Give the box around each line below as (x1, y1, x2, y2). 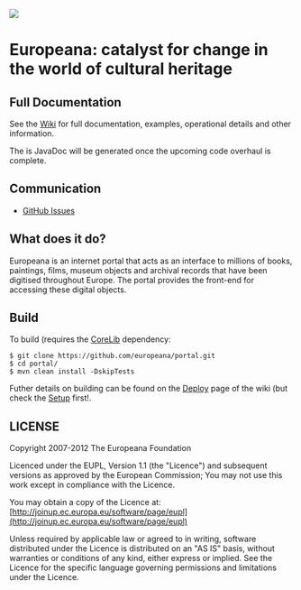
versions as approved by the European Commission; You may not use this (9, 470, 283, 481)
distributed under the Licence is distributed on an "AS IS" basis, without (9, 543, 275, 554)
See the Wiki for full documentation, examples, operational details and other (9, 118, 291, 129)
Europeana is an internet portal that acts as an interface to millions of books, (9, 255, 293, 266)
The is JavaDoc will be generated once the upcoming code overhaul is (9, 145, 271, 156)
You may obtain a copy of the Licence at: (9, 497, 161, 508)
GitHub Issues (22, 205, 75, 216)
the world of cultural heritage (9, 59, 233, 79)
